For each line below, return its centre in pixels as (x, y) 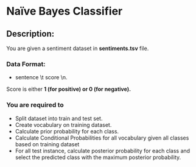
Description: (30, 34)
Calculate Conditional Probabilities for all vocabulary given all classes (102, 138)
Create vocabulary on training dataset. (63, 125)
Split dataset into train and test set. (59, 118)
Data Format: (26, 64)
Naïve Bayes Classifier (65, 11)
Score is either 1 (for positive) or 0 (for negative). (69, 89)
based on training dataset (47, 144)
